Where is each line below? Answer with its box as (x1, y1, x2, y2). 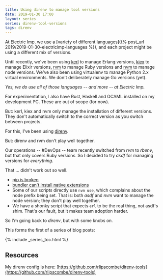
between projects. (5, 119, 42, 125)
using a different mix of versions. (5, 50, 72, 56)
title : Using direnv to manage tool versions (5, 7, 100, 12)
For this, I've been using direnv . (5, 128, 69, 134)
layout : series (5, 16, 36, 21)
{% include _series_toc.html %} (5, 237, 69, 243)
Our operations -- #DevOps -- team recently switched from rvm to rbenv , (5, 147, 154, 153)
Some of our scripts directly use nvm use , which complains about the (12, 187, 151, 193)
